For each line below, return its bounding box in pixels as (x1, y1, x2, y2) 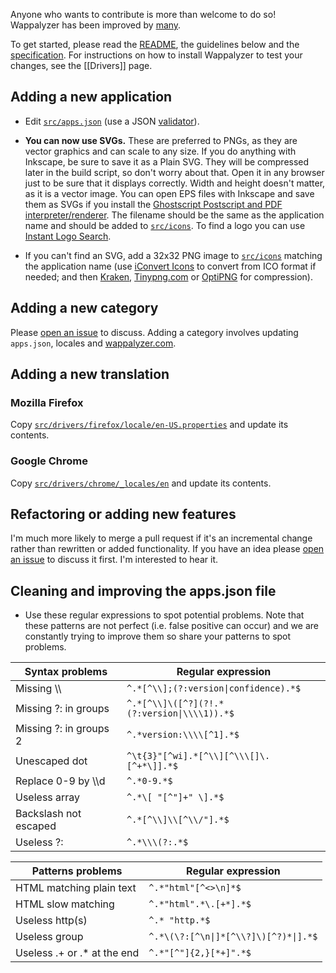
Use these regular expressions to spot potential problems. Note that (24, 609, 305, 621)
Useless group (15, 930, 84, 944)
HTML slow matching (15, 897, 115, 911)
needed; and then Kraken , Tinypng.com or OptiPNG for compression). (24, 270, 313, 283)
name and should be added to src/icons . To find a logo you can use (24, 219, 306, 231)
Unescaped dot (15, 754, 88, 768)
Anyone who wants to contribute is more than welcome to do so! (10, 9, 277, 20)
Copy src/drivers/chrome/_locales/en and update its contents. (10, 477, 272, 489)
